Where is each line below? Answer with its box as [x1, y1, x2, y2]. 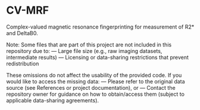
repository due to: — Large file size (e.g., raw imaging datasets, [6, 47, 162, 54]
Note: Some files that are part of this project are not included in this [6, 41, 172, 48]
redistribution [6, 60, 39, 67]
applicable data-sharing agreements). [6, 96, 99, 104]
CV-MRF [6, 4, 50, 17]
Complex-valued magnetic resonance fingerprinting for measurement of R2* [6, 23, 195, 30]
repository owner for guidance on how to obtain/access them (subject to [6, 90, 185, 98]
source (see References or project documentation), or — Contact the [6, 84, 176, 91]
